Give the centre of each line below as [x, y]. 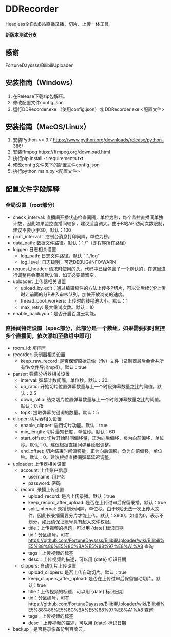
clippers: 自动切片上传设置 [48, 566]
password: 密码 [44, 483]
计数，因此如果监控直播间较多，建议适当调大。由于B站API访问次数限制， [90, 224]
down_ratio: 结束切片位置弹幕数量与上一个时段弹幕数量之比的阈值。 [92, 400]
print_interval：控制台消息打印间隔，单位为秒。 [63, 237]
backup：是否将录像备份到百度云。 [50, 629]
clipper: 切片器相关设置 [37, 419]
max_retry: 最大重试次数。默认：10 [57, 307]
